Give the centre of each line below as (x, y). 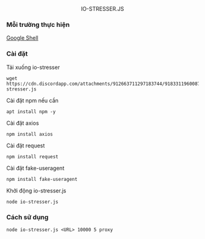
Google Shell (22, 38)
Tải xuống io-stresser (33, 67)
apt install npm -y (31, 112)
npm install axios (30, 134)
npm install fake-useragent (42, 179)
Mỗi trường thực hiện (38, 24)
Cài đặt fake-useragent (35, 168)
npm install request (33, 156)
